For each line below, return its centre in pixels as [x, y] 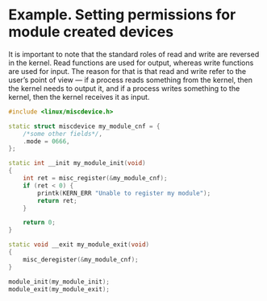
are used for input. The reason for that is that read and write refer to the [127, 71]
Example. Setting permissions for [122, 15]
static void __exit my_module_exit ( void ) [79, 245]
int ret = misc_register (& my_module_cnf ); [95, 179]
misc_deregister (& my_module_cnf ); [81, 259]
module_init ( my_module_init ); [59, 282]
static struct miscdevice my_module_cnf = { [84, 126]
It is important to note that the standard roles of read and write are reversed [134, 54]
